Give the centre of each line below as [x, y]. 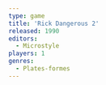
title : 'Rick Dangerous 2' [54, 23]
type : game [27, 16]
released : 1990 [34, 31]
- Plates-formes [43, 69]
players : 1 [27, 53]
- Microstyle [38, 46]
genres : [21, 62]
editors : [23, 38]
